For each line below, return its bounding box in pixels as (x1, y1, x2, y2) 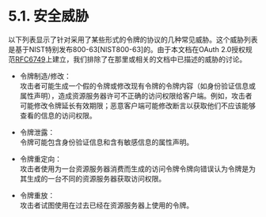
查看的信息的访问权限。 (19, 110, 97, 120)
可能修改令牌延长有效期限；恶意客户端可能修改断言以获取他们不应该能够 (19, 100, 256, 110)
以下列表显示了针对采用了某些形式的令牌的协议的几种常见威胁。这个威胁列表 (8, 35, 258, 44)
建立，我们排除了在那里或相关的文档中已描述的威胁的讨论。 (52, 54, 247, 64)
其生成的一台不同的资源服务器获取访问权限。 (19, 174, 166, 183)
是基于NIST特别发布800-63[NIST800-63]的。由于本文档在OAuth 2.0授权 (8, 44, 245, 54)
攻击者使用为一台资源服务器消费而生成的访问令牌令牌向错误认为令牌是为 (19, 163, 256, 174)
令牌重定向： (19, 154, 62, 163)
